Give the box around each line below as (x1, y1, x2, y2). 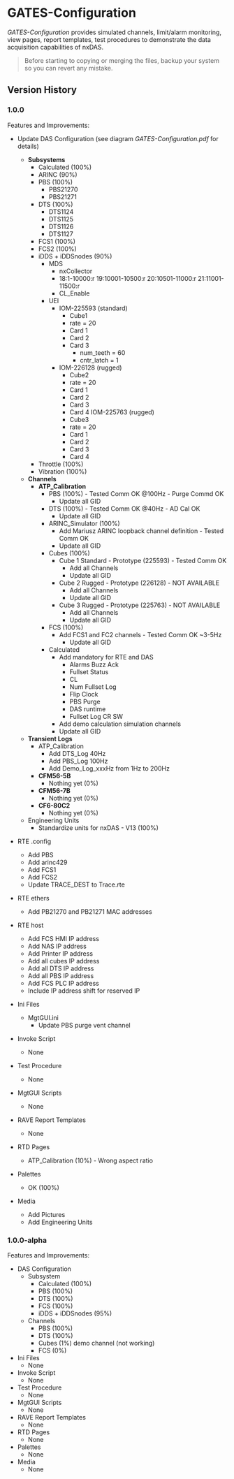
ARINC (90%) (38, 170, 78, 179)
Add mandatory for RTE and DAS (59, 653, 154, 661)
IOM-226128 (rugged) (59, 363, 122, 372)
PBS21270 (48, 185, 78, 194)
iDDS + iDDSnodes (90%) (38, 252, 112, 260)
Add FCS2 (27, 873, 58, 881)
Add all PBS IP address (27, 971, 94, 979)
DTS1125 (48, 214, 74, 223)
